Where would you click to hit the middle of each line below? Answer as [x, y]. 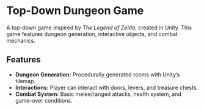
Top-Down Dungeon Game [75, 11]
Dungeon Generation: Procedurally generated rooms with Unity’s [97, 75]
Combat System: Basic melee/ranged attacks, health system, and [98, 94]
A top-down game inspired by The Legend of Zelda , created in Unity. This [99, 28]
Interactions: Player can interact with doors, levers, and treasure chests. [107, 87]
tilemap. [25, 81]
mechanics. [21, 40]
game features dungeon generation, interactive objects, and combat [92, 34]
